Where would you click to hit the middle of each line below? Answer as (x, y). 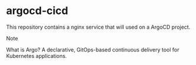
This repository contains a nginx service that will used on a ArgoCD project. (98, 27)
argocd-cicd (37, 11)
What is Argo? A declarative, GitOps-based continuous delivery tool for (93, 49)
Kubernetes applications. (36, 56)
